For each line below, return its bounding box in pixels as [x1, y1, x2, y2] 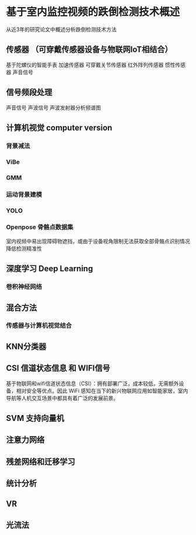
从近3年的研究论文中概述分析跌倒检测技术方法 [6, 26, 117, 33]
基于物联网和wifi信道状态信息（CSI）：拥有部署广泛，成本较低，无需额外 [6, 380, 179, 387]
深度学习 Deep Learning [6, 264, 93, 274]
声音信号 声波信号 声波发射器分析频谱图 [6, 104, 101, 111]
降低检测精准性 [6, 245, 42, 252]
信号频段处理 [6, 87, 52, 97]
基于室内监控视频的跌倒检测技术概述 [6, 5, 180, 19]
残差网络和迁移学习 [6, 457, 75, 467]
